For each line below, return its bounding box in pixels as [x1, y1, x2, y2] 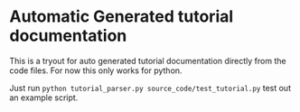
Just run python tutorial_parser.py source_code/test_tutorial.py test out [9, 82, 292, 93]
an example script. [9, 92, 79, 103]
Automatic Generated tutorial [9, 6, 234, 27]
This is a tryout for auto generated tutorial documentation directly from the [9, 55, 286, 66]
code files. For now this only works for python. [9, 65, 183, 76]
